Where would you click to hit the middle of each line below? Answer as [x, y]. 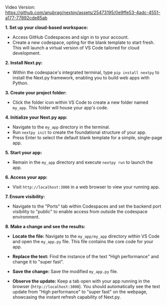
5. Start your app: [24, 152]
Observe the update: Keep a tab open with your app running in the [81, 281]
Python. [20, 83]
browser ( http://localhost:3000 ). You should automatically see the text [86, 286]
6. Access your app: [26, 177]
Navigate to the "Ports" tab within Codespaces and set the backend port [87, 206]
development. [26, 53]
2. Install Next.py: [24, 63]
